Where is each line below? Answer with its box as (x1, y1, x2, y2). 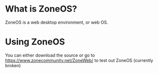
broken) (5, 62, 21, 68)
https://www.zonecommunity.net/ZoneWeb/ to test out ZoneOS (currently (5, 57, 153, 63)
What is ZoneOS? (5, 3, 77, 15)
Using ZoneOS (5, 36, 65, 47)
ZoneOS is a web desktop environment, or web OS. (5, 19, 109, 25)
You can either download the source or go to (5, 52, 95, 58)
